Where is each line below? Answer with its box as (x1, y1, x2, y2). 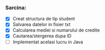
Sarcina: (5, 4, 27, 11)
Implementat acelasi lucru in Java (12, 39, 83, 45)
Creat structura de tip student (12, 16, 75, 22)
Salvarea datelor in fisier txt (12, 21, 71, 28)
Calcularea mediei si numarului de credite (12, 27, 100, 33)
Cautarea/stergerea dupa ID (12, 33, 72, 39)
